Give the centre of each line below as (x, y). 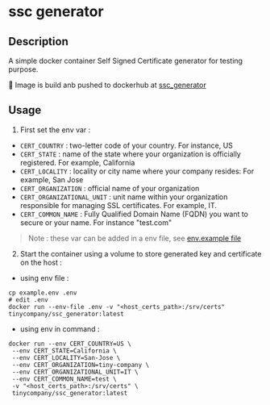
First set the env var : (55, 129)
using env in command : (60, 328)
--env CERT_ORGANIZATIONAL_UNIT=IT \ (75, 372)
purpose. (23, 69)
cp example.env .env (43, 293)
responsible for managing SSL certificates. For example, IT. (118, 205)
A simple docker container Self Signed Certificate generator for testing (126, 61)
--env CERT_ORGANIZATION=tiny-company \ (81, 365)
